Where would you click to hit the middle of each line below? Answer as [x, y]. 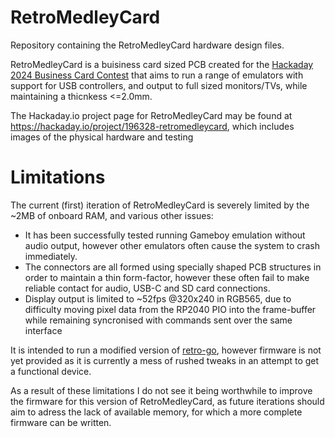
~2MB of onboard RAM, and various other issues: [112, 215]
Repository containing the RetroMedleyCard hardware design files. [147, 45]
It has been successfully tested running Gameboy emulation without [165, 235]
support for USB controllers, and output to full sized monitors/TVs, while [159, 85]
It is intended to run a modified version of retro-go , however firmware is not [166, 350]
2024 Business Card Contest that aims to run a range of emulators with [157, 75]
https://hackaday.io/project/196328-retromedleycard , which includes [152, 126]
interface [43, 330]
